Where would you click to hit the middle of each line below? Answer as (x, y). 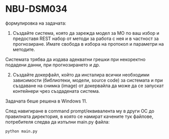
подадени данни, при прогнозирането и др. (53, 65)
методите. (24, 49)
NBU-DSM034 (36, 9)
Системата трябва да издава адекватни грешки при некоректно (75, 59)
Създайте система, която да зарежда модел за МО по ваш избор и (86, 33)
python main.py (21, 131)
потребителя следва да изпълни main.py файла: (57, 122)
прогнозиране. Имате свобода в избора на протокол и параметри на (88, 44)
